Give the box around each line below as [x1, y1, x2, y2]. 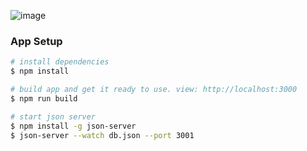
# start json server [10, 111, 97, 122]
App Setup [10, 34, 63, 48]
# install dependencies [10, 57, 110, 67]
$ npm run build [10, 93, 78, 104]
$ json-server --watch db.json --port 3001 [10, 130, 195, 140]
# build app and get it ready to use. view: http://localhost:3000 [10, 85, 298, 95]
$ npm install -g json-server [10, 121, 137, 131]
